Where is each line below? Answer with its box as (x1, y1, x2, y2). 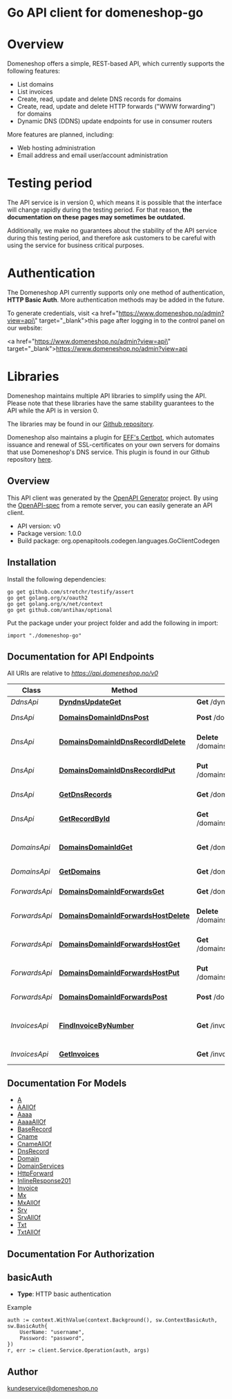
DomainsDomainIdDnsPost (58, 713, 149, 723)
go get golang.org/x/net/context (7, 600, 104, 607)
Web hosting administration (17, 144, 95, 152)
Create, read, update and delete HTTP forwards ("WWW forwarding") (17, 102, 215, 111)
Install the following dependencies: (7, 575, 107, 583)
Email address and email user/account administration (17, 151, 168, 160)
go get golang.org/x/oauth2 (7, 594, 88, 602)
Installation (7, 557, 57, 568)
